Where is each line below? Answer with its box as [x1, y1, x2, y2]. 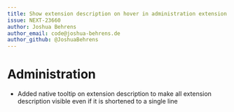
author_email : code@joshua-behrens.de [7, 29, 121, 37]
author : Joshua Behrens [7, 23, 77, 30]
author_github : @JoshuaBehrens [7, 36, 99, 43]
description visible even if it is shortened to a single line [17, 97, 178, 106]
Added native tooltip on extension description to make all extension [17, 90, 212, 98]
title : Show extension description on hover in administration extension [7, 10, 228, 17]
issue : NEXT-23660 [7, 17, 61, 24]
